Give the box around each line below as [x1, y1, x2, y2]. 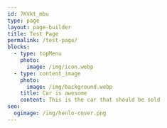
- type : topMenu [14, 50, 62, 58]
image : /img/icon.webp [26, 63, 94, 70]
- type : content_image [14, 70, 81, 77]
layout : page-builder [7, 23, 72, 31]
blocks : [7, 43, 31, 50]
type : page [7, 17, 40, 24]
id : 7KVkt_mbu [7, 10, 50, 18]
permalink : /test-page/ [7, 37, 78, 44]
